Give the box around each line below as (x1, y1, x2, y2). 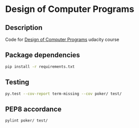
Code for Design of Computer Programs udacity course (5, 36, 119, 42)
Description (5, 23, 42, 32)
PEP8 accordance (5, 105, 61, 113)
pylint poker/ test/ (5, 118, 48, 123)
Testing (5, 78, 29, 87)
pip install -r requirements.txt (5, 64, 75, 69)
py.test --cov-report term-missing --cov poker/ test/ (5, 91, 122, 96)
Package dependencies (5, 51, 80, 59)
